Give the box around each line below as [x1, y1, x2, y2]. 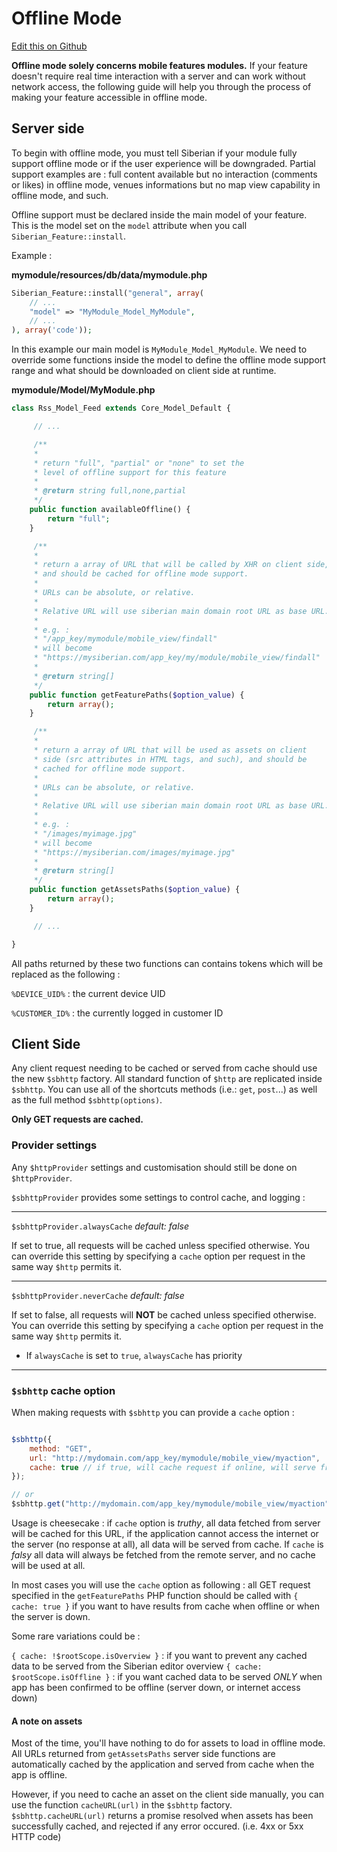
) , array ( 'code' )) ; [11, 325, 93, 336]
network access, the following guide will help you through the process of [11, 80, 312, 92]
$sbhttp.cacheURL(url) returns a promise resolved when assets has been [11, 1810, 314, 1822]
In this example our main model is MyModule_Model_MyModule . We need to [11, 343, 308, 356]
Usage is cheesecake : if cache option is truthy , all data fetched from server [11, 1517, 321, 1529]
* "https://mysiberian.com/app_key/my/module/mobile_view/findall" [33, 653, 321, 663]
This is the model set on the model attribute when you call [11, 219, 248, 231]
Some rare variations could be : [11, 1630, 141, 1642]
